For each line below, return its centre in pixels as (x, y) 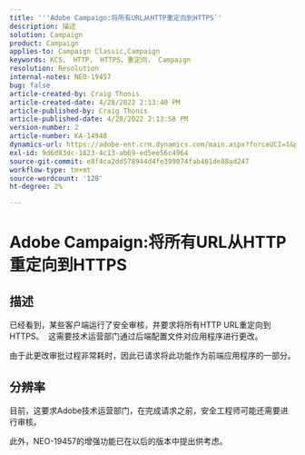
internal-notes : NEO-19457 (60, 77)
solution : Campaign (46, 35)
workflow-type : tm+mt (50, 170)
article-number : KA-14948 (58, 136)
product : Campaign (44, 43)
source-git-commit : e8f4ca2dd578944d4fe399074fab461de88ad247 (129, 161)
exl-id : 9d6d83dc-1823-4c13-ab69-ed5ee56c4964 (99, 153)
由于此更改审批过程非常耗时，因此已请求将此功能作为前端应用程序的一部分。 (152, 356)
